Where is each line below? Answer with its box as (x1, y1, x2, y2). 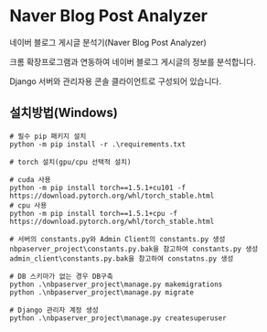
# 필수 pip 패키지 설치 (9, 132, 87, 141)
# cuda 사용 (9, 175, 51, 184)
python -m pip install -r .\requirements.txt (9, 139, 186, 149)
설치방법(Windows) (9, 105, 119, 121)
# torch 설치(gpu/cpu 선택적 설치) (9, 157, 132, 166)
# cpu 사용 (9, 200, 48, 210)
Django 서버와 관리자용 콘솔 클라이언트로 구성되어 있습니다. (9, 75, 222, 87)
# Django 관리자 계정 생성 (9, 305, 99, 315)
